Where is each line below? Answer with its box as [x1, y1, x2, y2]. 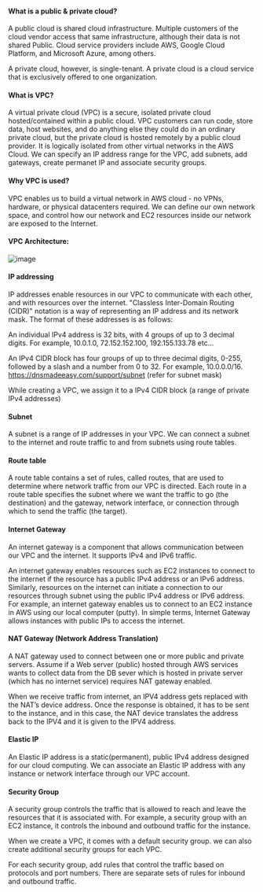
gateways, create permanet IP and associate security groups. [8, 158, 206, 168]
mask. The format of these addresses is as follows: [8, 315, 174, 324]
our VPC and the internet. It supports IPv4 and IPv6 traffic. [8, 551, 198, 560]
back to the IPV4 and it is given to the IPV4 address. [8, 717, 177, 726]
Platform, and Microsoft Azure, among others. [8, 49, 156, 58]
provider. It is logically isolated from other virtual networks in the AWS [8, 142, 234, 151]
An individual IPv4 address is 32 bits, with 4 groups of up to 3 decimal [8, 330, 235, 340]
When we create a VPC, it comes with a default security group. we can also [8, 836, 253, 846]
